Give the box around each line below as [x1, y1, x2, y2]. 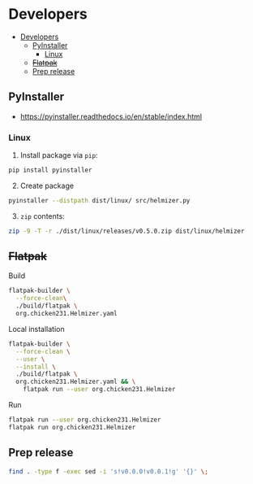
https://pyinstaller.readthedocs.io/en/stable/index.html [19, 111, 203, 121]
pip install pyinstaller [8, 166, 92, 175]
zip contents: [19, 211, 65, 220]
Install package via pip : [19, 150, 98, 160]
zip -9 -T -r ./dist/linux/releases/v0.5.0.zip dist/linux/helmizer [8, 227, 245, 235]
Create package [19, 181, 75, 190]
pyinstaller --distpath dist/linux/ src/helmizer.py [8, 196, 191, 204]
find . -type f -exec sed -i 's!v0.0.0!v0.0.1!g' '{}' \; [8, 467, 208, 476]
